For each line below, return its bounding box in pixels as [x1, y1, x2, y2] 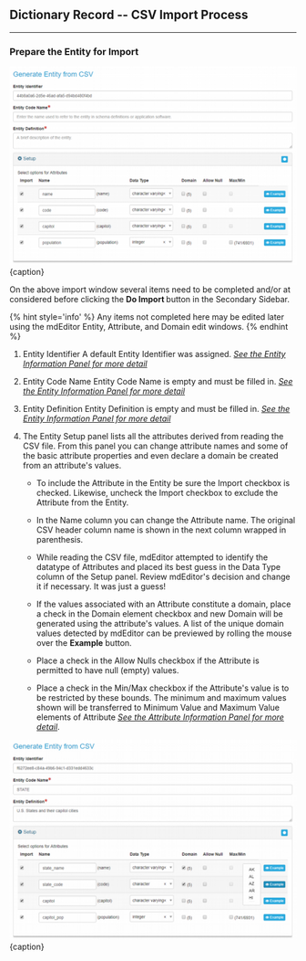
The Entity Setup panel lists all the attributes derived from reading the [22, 431, 284, 442]
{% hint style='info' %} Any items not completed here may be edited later [9, 312, 285, 322]
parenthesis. [36, 534, 84, 545]
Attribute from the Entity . [36, 497, 129, 508]
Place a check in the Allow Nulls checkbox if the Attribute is [36, 655, 260, 666]
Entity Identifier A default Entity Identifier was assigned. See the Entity [22, 349, 286, 360]
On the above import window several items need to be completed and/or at [9, 284, 291, 295]
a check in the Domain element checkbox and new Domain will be [36, 608, 284, 619]
